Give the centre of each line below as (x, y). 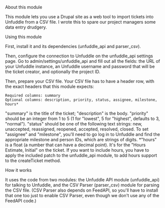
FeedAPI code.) (21, 201)
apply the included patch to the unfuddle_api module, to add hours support (81, 155)
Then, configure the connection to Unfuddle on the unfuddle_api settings (79, 56)
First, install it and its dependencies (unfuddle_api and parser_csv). (73, 46)
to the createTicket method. (33, 161)
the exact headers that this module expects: (50, 86)
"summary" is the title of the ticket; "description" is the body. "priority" (77, 113)
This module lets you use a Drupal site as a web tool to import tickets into (79, 17)
